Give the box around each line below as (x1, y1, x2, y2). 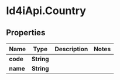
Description (54, 45, 88, 53)
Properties (6, 28, 46, 38)
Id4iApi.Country (6, 4, 86, 18)
